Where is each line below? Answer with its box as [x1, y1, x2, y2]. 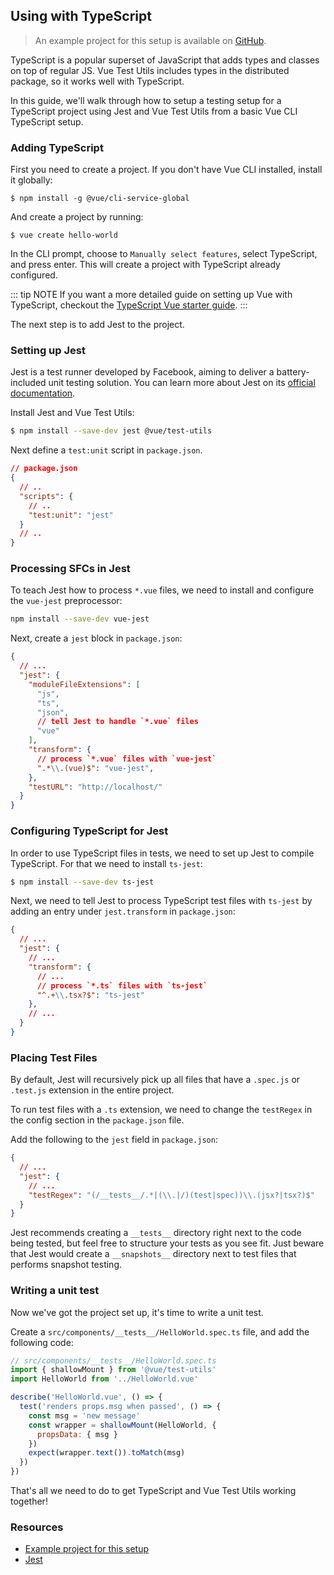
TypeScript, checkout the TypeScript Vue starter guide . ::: [10, 299, 248, 311]
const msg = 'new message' [28, 1410, 141, 1421]
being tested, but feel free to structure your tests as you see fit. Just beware [10, 1237, 325, 1249]
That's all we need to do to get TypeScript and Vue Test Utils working [10, 1485, 297, 1497]
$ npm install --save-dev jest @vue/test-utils [10, 426, 213, 436]
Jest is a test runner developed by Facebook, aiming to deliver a [10, 366, 275, 378]
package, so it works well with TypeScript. [10, 75, 185, 87]
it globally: [10, 174, 53, 186]
